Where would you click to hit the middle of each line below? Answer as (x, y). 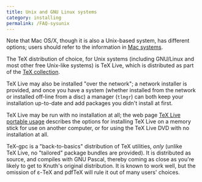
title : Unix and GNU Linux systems (52, 12)
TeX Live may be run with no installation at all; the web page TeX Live (93, 115)
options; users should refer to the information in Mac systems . (85, 47)
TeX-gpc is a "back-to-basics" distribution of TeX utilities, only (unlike (94, 147)
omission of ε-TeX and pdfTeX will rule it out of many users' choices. (93, 172)
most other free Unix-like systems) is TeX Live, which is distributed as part (100, 65)
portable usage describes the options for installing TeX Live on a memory (99, 122)
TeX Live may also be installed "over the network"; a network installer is (97, 84)
